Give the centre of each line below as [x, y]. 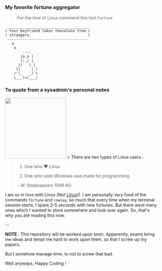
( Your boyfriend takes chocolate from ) [48, 31]
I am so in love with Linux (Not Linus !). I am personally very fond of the [76, 195]
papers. [13, 244]
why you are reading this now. [35, 215]
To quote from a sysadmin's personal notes [57, 90]
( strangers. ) [48, 35]
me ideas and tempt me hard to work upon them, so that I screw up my [76, 239]
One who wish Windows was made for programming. [77, 176]
